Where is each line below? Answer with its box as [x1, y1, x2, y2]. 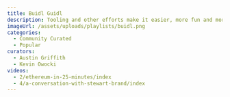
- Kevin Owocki [13, 61, 57, 68]
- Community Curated [13, 36, 72, 42]
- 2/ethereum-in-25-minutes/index [13, 73, 112, 81]
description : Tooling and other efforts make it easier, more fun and [7, 16, 213, 23]
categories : [7, 29, 41, 36]
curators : [7, 48, 36, 55]
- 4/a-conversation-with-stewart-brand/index [13, 80, 146, 87]
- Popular [13, 42, 41, 48]
